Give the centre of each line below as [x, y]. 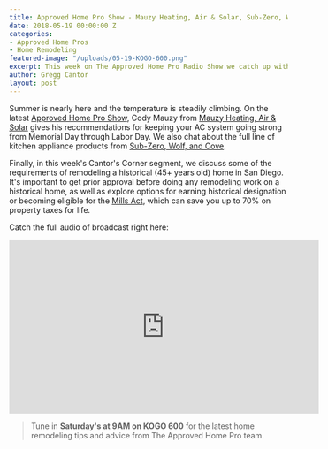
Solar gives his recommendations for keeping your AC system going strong [146, 127]
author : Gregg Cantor [49, 75]
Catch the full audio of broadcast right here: [89, 227]
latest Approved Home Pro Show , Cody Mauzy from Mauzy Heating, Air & [143, 118]
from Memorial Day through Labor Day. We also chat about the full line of [142, 136]
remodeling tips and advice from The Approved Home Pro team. [148, 435]
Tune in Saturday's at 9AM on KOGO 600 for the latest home [142, 426]
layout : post [33, 83]
